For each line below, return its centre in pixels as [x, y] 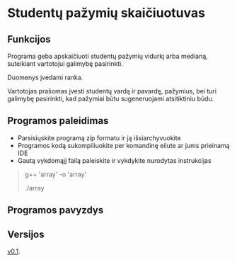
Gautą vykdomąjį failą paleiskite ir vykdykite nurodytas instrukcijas [114, 160]
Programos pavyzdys [56, 210]
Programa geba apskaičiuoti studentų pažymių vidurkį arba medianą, [108, 56]
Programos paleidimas [58, 121]
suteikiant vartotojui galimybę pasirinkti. [65, 64]
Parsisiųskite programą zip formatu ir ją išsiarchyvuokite [99, 138]
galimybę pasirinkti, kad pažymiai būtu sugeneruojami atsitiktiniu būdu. [111, 98]
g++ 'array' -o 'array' [56, 174]
